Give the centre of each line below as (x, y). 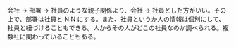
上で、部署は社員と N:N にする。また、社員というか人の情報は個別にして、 (116, 19)
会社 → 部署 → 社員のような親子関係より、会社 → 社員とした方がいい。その (117, 10)
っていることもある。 (69, 36)
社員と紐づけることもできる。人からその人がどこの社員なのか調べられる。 (115, 28)
